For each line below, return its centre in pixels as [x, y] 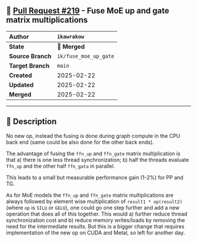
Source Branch [30, 56]
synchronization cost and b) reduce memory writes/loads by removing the [96, 220]
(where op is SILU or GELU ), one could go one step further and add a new [93, 207]
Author [19, 37]
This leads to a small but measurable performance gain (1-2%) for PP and [95, 177]
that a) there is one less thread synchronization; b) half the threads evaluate [98, 160]
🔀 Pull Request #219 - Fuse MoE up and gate [88, 11]
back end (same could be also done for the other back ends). [80, 142]
